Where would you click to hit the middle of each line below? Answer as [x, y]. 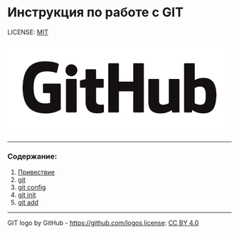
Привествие [36, 172]
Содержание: [32, 156]
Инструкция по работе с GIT [95, 12]
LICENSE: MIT [28, 32]
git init [27, 195]
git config [32, 187]
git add [28, 202]
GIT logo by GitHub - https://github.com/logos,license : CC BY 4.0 [103, 223]
